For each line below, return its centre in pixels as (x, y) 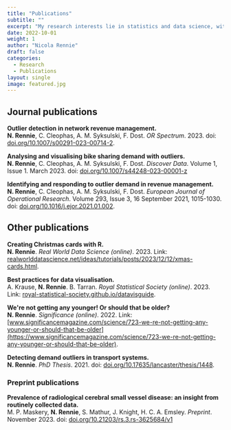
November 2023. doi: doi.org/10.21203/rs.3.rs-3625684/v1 (90, 420)
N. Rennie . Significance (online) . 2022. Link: (70, 314)
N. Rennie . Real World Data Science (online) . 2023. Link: (87, 251)
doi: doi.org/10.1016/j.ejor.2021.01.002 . (61, 206)
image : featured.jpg (37, 84)
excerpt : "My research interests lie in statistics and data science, (110, 26)
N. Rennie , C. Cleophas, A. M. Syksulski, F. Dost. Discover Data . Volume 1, (112, 164)
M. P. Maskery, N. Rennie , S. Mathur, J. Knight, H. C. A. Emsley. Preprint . (110, 412)
